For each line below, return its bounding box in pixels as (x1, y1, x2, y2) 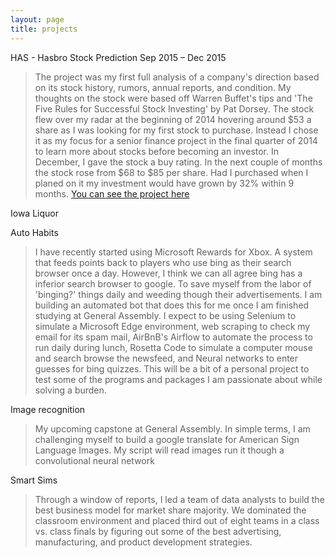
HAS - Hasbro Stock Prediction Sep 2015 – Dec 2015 (10, 51, 227, 63)
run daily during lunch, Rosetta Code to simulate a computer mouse (34, 341, 313, 353)
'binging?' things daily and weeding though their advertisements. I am (34, 288, 323, 300)
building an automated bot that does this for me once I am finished (34, 299, 310, 311)
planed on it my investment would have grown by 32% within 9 (34, 177, 295, 189)
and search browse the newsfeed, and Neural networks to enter (34, 352, 299, 364)
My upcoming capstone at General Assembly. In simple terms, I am (34, 422, 311, 435)
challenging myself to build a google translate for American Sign (34, 433, 300, 445)
